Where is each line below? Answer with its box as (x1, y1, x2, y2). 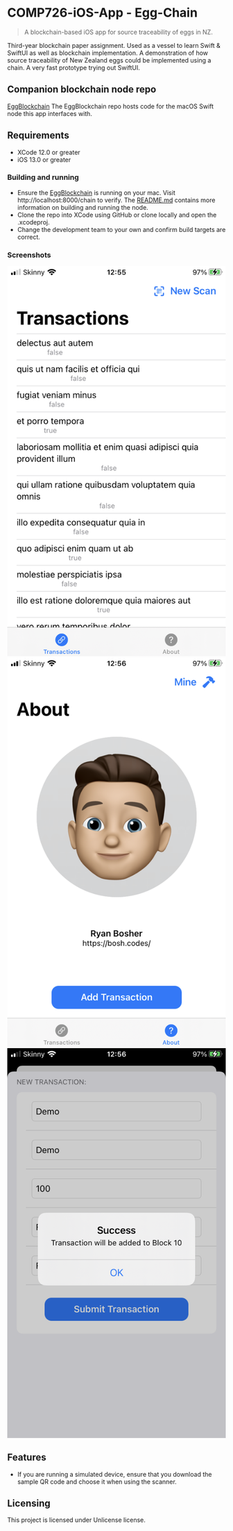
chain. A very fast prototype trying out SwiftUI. (7, 63, 141, 72)
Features (7, 1452, 46, 1464)
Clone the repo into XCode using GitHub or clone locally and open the (17, 210, 217, 219)
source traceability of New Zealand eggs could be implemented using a (7, 56, 212, 64)
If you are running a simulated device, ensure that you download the (17, 1470, 212, 1478)
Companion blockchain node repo (7, 83, 157, 95)
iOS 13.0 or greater (17, 155, 71, 164)
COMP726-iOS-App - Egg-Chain (7, 5, 198, 21)
